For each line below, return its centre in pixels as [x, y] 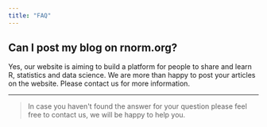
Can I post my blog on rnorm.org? [93, 48]
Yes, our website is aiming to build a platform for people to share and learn [130, 67]
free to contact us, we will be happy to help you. [106, 115]
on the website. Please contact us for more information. [99, 83]
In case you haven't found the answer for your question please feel [137, 106]
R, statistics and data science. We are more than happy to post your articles [132, 75]
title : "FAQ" [30, 15]
